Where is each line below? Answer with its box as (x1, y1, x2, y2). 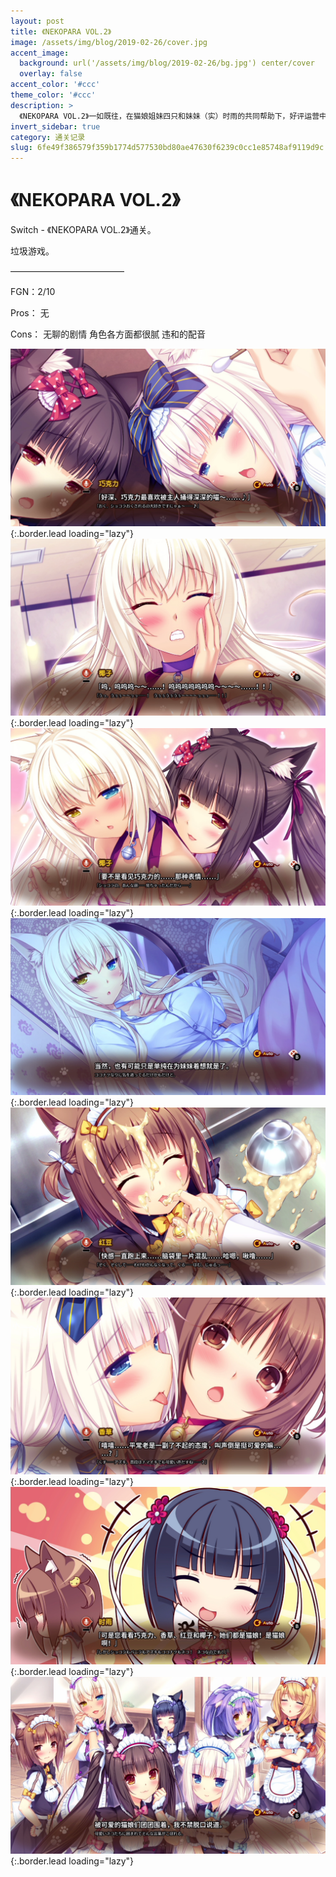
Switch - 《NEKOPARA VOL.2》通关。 (10, 224, 157, 236)
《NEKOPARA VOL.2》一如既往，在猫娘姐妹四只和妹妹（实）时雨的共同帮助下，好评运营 (19, 111, 320, 121)
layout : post (10, 16, 65, 26)
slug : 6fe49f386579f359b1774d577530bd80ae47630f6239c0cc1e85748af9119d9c (10, 143, 325, 153)
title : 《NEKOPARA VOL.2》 (10, 26, 112, 37)
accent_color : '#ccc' (10, 80, 101, 90)
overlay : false (19, 69, 83, 79)
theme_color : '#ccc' (10, 90, 97, 100)
